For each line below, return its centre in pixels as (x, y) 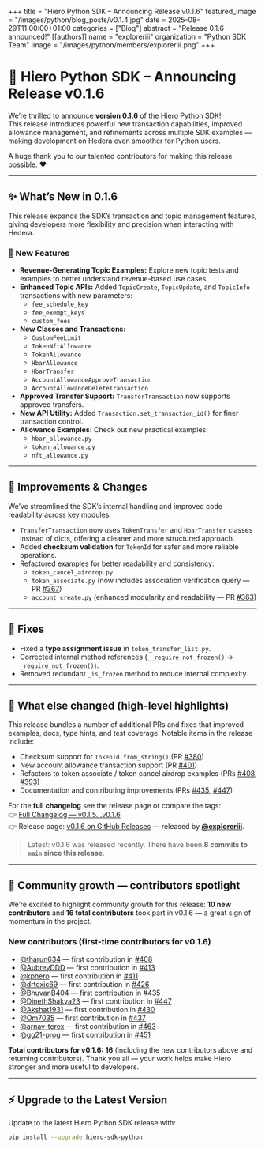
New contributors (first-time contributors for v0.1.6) (110, 942)
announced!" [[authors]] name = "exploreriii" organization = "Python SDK (127, 36)
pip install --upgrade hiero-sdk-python (76, 1137)
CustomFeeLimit (56, 338)
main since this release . (66, 853)
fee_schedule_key (60, 305)
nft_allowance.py (60, 456)
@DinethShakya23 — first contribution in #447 (95, 1001)
